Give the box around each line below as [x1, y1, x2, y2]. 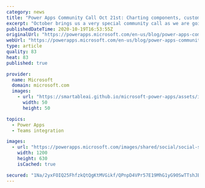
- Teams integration [12, 128, 64, 134]
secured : [6, 172, 29, 178]
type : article [6, 43, 43, 49]
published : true [6, 60, 48, 66]
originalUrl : [6, 32, 40, 38]
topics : [6, 116, 26, 122]
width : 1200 [17, 150, 48, 156]
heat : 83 [6, 54, 29, 60]
